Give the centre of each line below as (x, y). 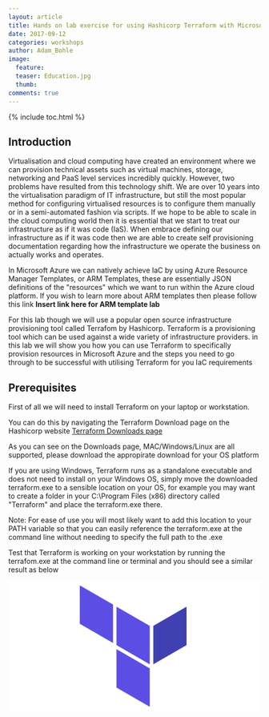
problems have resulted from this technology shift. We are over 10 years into (134, 187)
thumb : (26, 84)
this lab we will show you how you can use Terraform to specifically (120, 345)
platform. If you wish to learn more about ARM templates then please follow (133, 296)
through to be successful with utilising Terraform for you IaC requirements (130, 363)
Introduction (40, 141)
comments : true (34, 93)
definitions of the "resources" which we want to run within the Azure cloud (131, 288)
